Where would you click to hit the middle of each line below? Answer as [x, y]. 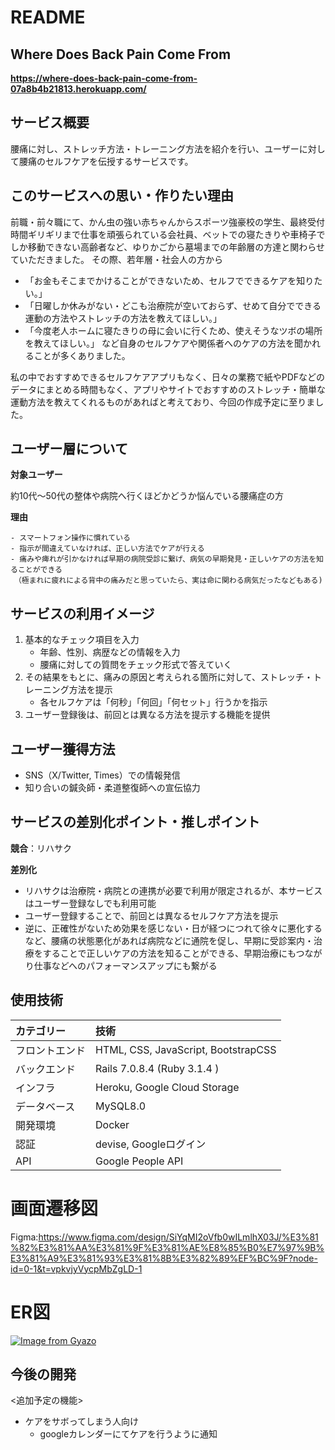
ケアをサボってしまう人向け [82, 1422]
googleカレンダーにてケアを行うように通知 [128, 1434]
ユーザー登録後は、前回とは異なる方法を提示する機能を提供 [147, 715]
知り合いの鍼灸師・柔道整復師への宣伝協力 [112, 788]
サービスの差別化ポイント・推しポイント [135, 822]
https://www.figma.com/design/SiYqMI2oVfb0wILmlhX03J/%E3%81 [178, 1237]
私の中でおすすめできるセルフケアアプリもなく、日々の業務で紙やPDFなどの [168, 377]
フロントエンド [51, 1050]
